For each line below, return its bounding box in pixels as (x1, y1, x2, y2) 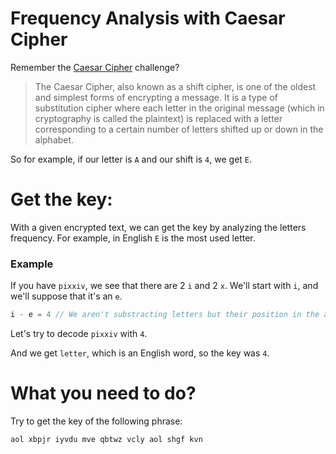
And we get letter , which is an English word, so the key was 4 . (10, 347, 270, 359)
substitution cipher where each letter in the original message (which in (34, 102, 325, 114)
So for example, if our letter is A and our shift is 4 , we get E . (10, 153, 253, 165)
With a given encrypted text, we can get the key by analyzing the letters (10, 221, 307, 233)
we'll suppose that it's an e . (10, 290, 123, 302)
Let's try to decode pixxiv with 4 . (10, 328, 148, 340)
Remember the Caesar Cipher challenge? (10, 61, 180, 73)
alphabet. (34, 133, 75, 146)
